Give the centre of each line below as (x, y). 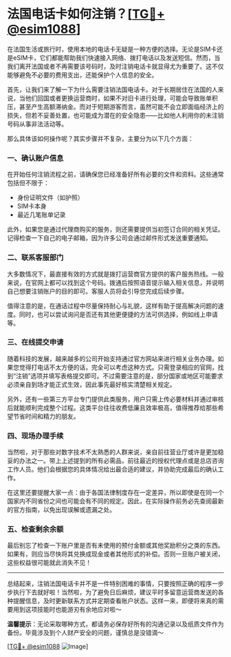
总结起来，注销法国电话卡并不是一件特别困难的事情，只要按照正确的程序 (109, 584)
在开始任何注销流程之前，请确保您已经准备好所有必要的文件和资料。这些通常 (115, 174)
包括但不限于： (28, 183)
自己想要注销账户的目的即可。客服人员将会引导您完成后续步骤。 (97, 291)
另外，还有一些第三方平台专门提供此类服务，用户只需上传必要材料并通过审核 (115, 399)
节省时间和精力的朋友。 (46, 416)
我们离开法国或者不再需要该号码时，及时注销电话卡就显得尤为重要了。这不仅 (115, 66)
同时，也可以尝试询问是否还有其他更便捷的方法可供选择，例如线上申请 (118, 314)
